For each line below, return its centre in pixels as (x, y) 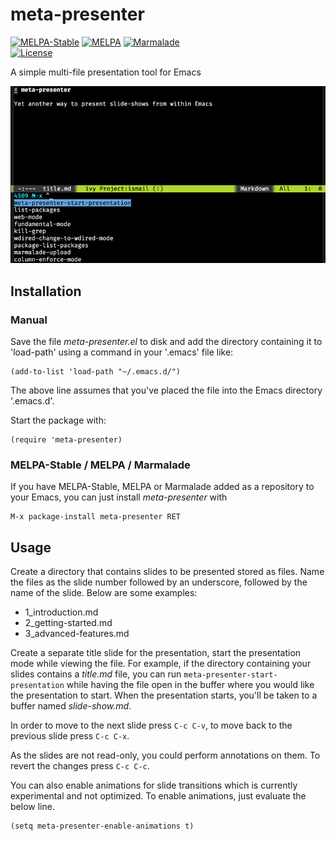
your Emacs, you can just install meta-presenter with (119, 497)
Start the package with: (58, 420)
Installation (46, 291)
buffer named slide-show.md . (71, 706)
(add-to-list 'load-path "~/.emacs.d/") (96, 372)
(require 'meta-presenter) (66, 440)
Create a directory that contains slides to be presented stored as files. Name (167, 572)
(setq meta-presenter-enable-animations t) (102, 826)
